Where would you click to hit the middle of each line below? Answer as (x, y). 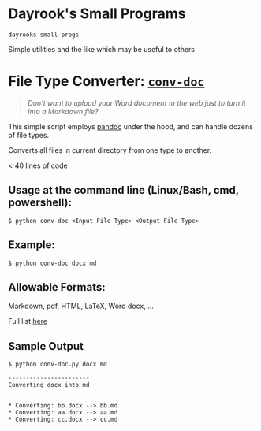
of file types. (29, 135)
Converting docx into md (49, 385)
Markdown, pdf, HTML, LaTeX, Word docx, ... (81, 306)
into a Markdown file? (63, 111)
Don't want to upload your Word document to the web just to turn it (136, 102)
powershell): (40, 203)
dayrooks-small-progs (44, 35)
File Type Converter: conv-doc (106, 82)
